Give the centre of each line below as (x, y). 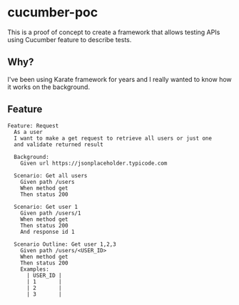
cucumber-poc (53, 12)
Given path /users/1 (51, 213)
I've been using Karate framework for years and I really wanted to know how (119, 79)
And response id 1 (47, 232)
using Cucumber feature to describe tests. (70, 39)
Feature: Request (33, 125)
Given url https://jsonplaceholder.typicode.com (94, 163)
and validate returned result (59, 144)
